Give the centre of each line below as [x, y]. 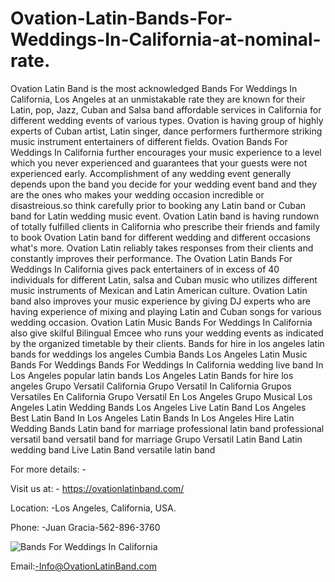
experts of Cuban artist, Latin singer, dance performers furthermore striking [166, 131]
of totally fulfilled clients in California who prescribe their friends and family [165, 226]
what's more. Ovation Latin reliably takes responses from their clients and [162, 248]
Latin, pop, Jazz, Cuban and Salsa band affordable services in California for [166, 109]
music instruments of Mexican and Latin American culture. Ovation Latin [159, 290]
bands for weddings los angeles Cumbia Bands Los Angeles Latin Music [159, 354]
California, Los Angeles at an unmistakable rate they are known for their [158, 99]
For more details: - [48, 469]
